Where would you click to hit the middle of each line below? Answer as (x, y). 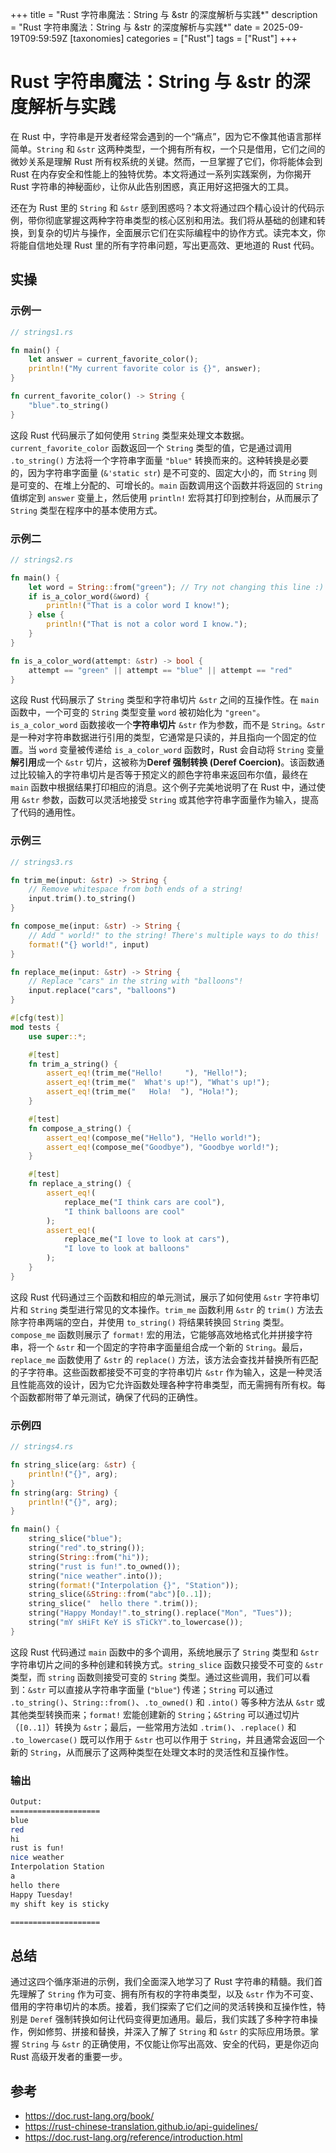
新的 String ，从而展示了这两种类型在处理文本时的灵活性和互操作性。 (152, 1752)
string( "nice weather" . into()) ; (95, 1576)
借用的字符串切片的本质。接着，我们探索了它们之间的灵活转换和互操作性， (163, 2007)
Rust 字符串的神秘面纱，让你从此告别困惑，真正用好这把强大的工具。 (152, 186)
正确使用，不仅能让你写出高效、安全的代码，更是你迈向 (205, 2044)
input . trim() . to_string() (82, 899)
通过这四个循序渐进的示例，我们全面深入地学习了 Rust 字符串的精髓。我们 (162, 1982)
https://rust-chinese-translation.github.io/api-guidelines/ (141, 2127)
